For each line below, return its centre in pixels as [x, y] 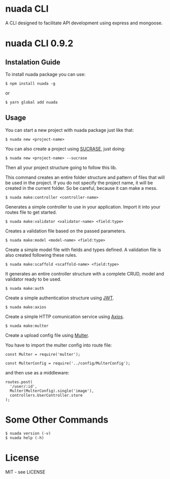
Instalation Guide [33, 62]
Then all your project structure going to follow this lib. [61, 167]
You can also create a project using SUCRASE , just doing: [65, 149]
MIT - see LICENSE [25, 472]
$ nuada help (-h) [25, 438]
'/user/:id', [24, 386]
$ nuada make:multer [27, 326]
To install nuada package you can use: [45, 74]
